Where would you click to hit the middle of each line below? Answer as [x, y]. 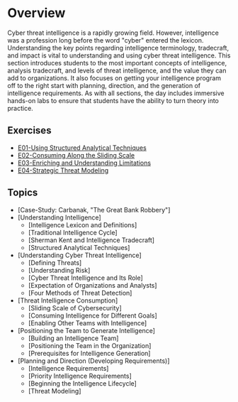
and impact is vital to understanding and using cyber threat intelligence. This [119, 55]
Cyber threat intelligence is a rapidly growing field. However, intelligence [113, 33]
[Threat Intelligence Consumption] [68, 300]
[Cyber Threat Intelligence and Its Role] [85, 278]
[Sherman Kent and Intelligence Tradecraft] [91, 240]
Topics [23, 193]
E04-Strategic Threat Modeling [63, 170]
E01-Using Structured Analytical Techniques [82, 148]
